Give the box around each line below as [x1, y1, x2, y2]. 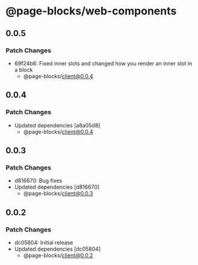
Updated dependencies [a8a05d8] [14, 121, 101, 129]
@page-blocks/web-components [5, 4, 177, 18]
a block [14, 66, 33, 73]
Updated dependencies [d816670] [14, 183, 100, 190]
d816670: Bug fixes [14, 177, 63, 184]
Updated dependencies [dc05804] [14, 245, 101, 252]
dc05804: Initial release [14, 239, 73, 246]
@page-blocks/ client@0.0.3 [23, 190, 93, 197]
